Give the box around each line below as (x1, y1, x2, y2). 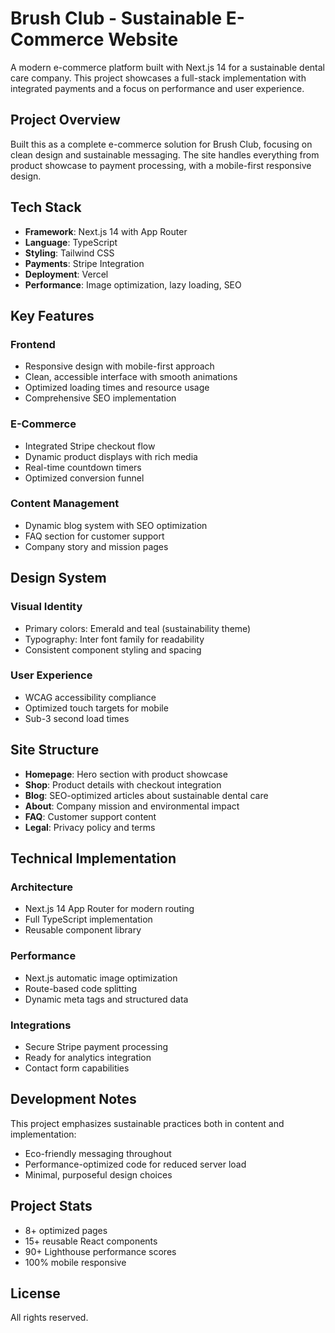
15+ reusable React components (24, 1235, 158, 1247)
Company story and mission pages (24, 540, 169, 552)
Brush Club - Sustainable (10, 7, 223, 30)
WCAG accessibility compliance (24, 691, 157, 703)
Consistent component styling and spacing (24, 643, 202, 656)
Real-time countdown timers (24, 461, 142, 473)
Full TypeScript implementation (24, 913, 153, 926)
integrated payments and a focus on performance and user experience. (10, 82, 305, 94)
